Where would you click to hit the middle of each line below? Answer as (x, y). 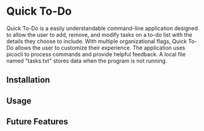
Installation (28, 80)
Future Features (37, 122)
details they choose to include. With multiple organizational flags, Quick (96, 41)
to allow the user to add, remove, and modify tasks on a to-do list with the (100, 34)
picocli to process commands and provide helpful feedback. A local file (96, 54)
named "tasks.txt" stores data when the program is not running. (87, 61)
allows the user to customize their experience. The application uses (100, 48)
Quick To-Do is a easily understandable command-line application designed (102, 28)
